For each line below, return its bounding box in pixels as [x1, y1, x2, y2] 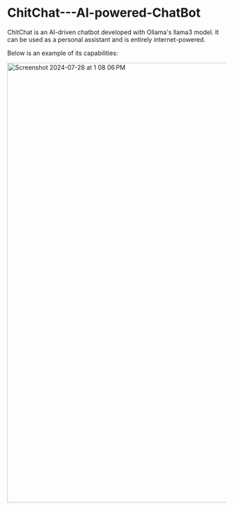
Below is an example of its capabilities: [7, 49, 118, 57]
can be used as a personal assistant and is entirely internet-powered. [7, 35, 206, 43]
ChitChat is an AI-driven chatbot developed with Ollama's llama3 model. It [7, 28, 219, 36]
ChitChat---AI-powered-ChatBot [7, 5, 201, 21]
